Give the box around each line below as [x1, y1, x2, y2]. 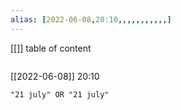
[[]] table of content [10, 42, 92, 54]
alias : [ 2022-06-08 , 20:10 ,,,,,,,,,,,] [10, 14, 172, 25]
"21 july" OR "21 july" [10, 89, 110, 100]
